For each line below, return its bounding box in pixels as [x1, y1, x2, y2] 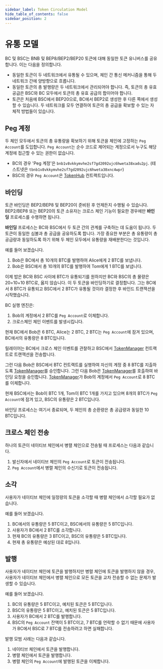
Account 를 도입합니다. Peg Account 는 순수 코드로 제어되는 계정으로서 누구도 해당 [5, 144, 157, 150]
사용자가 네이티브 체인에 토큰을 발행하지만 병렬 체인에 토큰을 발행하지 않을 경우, [5, 568, 155, 574]
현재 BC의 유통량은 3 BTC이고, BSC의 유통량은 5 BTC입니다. [12, 533, 127, 539]
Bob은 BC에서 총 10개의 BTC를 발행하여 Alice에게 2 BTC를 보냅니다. [12, 257, 142, 263]
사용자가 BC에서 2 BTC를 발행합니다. [12, 614, 82, 619]
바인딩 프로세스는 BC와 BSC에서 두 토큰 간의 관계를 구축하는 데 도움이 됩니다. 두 [5, 224, 157, 230]
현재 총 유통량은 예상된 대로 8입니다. [12, 539, 81, 545]
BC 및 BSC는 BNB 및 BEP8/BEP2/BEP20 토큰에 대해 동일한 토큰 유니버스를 [5, 55, 149, 61]
